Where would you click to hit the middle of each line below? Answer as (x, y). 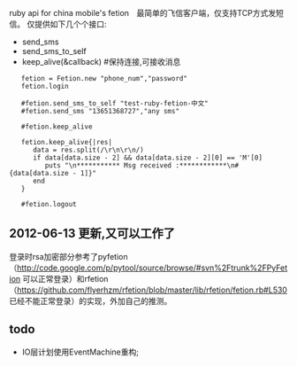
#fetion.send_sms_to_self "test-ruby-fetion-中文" (115, 104)
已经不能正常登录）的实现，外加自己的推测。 (91, 300)
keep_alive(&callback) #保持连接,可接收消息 (101, 62)
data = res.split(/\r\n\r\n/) (88, 150)
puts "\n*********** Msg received (108, 166)
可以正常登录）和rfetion (65, 278)
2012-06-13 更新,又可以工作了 (92, 234)
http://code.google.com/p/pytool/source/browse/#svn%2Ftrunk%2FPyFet (152, 268)
